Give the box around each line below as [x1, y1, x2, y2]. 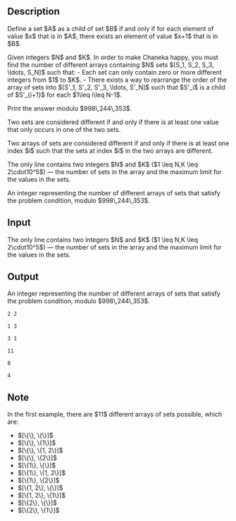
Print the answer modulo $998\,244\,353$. [7, 104, 132, 112]
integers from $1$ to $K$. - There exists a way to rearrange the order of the [7, 75, 228, 84]
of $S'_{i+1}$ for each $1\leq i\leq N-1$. [7, 90, 122, 99]
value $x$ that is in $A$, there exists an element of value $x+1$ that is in [7, 32, 218, 40]
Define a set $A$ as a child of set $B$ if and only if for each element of [7, 24, 214, 32]
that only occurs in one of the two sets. [7, 125, 121, 133]
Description [7, 6, 60, 18]
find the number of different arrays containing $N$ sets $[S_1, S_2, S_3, [7, 60, 214, 69]
